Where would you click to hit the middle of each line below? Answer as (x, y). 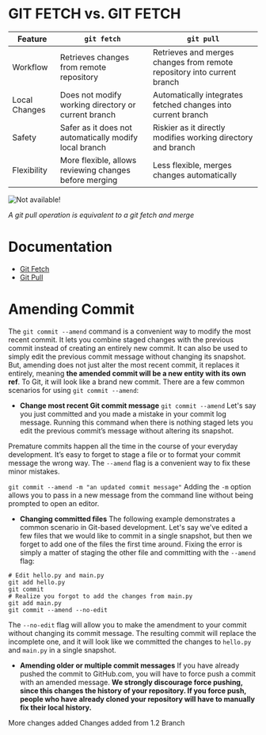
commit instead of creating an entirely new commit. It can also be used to (128, 348)
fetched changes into (192, 105)
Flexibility (30, 169)
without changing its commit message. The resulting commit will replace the (133, 633)
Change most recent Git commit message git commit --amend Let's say (138, 406)
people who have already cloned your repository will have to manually (137, 699)
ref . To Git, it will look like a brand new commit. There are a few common (127, 382)
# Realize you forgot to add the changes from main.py (101, 596)
